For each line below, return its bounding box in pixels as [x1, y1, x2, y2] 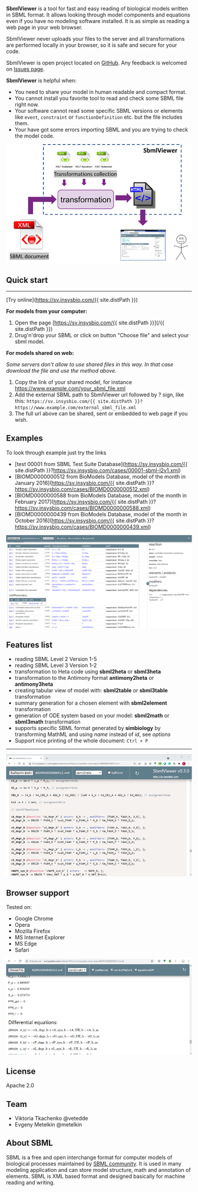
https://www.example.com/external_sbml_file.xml [14, 405, 137, 411]
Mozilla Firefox [14, 927, 51, 935]
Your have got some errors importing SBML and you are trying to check [14, 126, 189, 133]
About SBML [6, 1138, 53, 1148]
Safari [14, 946, 29, 953]
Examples [6, 434, 43, 444]
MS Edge [14, 940, 37, 947]
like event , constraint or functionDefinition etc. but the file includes [14, 113, 183, 120]
